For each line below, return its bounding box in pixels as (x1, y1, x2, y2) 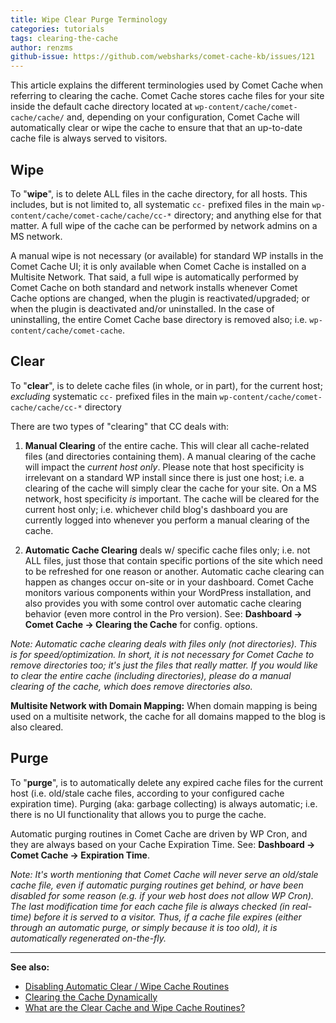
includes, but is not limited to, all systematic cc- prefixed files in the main (10, 198, 310, 210)
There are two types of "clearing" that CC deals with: (10, 420, 230, 432)
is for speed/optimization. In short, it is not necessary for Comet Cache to (10, 648, 315, 660)
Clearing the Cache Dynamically (24, 991, 158, 1003)
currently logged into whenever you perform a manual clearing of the (24, 514, 310, 526)
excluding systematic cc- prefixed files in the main (10, 390, 218, 402)
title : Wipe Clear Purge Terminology (10, 14, 168, 25)
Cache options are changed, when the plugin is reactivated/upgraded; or (10, 292, 311, 304)
